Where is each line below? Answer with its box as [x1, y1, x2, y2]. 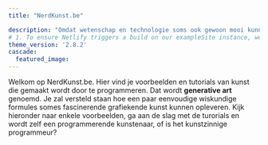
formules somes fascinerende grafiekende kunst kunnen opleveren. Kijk [8, 102, 245, 112]
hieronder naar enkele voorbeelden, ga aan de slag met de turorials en [8, 111, 240, 120]
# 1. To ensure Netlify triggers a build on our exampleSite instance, [8, 33, 251, 41]
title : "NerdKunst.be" [8, 11, 84, 20]
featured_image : [15, 55, 69, 63]
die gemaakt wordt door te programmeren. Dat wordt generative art [8, 86, 233, 95]
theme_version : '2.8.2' [8, 40, 88, 48]
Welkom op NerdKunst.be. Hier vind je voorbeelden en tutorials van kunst [8, 77, 250, 86]
